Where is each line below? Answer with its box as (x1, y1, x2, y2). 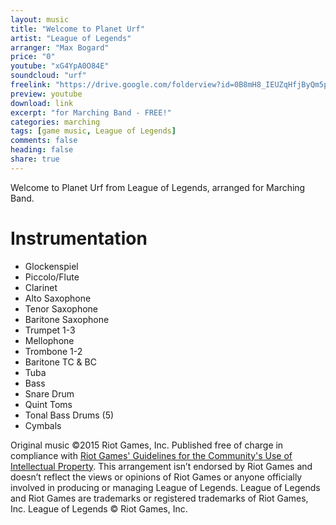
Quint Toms (24, 398, 73, 410)
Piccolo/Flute (24, 271, 80, 283)
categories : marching (10, 117, 101, 127)
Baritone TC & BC (24, 356, 97, 368)
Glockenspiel (24, 260, 79, 272)
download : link (10, 98, 74, 108)
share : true (10, 154, 60, 164)
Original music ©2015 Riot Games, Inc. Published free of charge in (10, 439, 284, 451)
